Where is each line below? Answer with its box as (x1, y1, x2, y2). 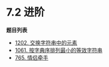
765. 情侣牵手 (14, 54, 49, 61)
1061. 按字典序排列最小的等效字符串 (14, 46, 103, 54)
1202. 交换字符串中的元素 (14, 39, 78, 46)
